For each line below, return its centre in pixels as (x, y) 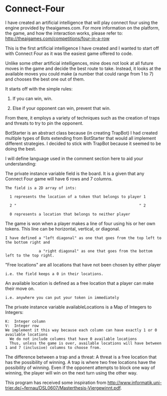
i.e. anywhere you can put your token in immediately (62, 297)
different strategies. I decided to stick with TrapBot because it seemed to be (83, 143)
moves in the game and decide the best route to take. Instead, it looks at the (83, 68)
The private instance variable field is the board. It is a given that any (75, 173)
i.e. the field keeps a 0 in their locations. (54, 274)
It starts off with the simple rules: (39, 88)
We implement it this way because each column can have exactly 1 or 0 (81, 330)
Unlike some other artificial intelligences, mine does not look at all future (79, 63)
